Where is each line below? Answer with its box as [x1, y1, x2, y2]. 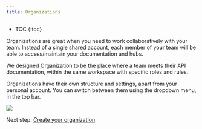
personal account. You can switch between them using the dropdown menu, [6, 86, 197, 94]
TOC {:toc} [15, 25, 42, 33]
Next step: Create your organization [6, 116, 96, 123]
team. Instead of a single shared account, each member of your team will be [6, 44, 197, 51]
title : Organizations [6, 8, 61, 15]
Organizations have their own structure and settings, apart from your [6, 80, 177, 87]
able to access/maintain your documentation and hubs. [6, 50, 144, 58]
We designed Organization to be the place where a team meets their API [6, 62, 186, 69]
